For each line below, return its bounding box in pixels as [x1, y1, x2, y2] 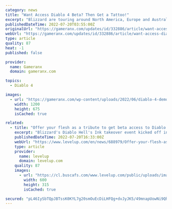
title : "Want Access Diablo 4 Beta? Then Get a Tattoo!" [5, 12, 130, 17]
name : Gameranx [10, 64, 42, 69]
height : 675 [14, 106, 40, 111]
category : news [5, 7, 38, 13]
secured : [5, 196, 24, 201]
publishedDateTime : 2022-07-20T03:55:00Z [5, 21, 95, 27]
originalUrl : [5, 27, 33, 32]
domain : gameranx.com [10, 69, 56, 74]
